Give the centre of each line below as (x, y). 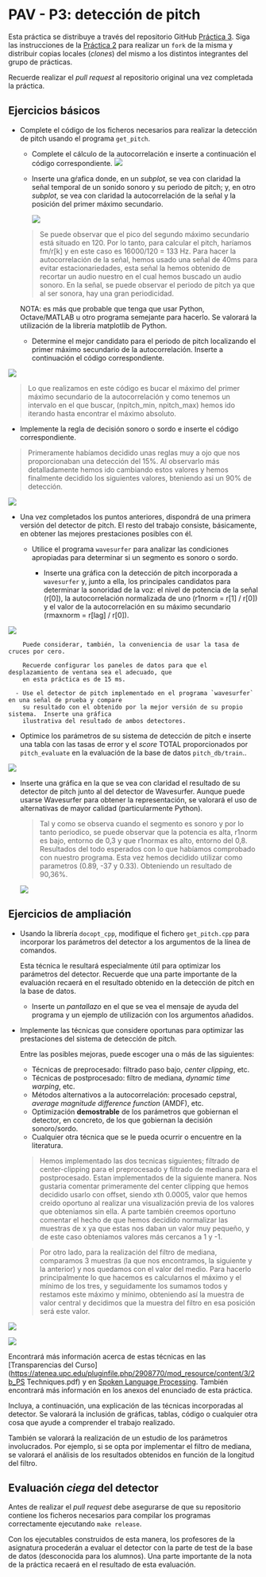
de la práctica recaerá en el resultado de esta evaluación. (102, 1565)
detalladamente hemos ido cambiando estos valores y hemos (128, 470)
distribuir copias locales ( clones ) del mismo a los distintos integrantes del (128, 53)
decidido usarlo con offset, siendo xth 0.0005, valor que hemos (143, 1194)
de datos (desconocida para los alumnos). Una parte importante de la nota (130, 1556)
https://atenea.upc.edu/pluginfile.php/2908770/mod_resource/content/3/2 (133, 1373)
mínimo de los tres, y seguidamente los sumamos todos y (133, 1285)
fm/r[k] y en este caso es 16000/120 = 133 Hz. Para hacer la (138, 251)
